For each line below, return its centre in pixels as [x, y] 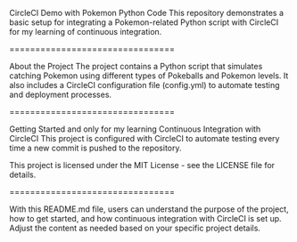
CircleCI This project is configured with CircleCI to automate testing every [144, 138]
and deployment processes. [61, 94]
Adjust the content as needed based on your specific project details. [135, 228]
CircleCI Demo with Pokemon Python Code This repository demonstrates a [146, 13]
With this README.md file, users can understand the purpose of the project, [149, 209]
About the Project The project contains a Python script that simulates [136, 66]
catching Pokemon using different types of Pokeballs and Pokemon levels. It [149, 76]
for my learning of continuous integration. [86, 32]
